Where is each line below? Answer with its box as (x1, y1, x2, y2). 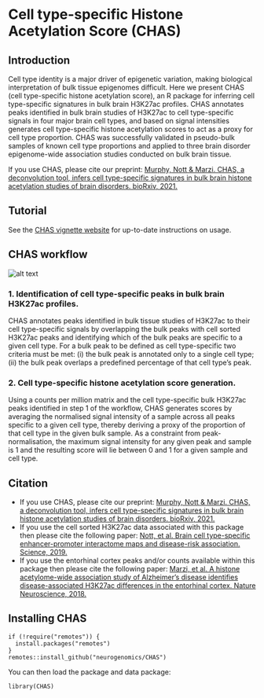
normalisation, (8, 437, 54, 446)
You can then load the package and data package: (8, 667, 171, 677)
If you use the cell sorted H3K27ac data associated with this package (19, 523, 244, 532)
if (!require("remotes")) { (8, 633, 101, 641)
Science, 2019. (19, 548, 68, 557)
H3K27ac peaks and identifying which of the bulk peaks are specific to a (8, 332, 244, 342)
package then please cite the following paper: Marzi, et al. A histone (19, 564, 240, 574)
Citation (8, 476, 49, 490)
